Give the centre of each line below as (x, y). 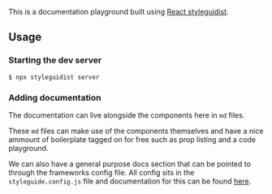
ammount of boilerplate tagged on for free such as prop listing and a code (132, 139)
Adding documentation (55, 97)
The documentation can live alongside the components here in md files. (127, 115)
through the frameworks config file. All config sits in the (101, 172)
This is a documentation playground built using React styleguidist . (119, 12)
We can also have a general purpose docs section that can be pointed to (130, 164)
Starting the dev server (55, 60)
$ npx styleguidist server (54, 77)
